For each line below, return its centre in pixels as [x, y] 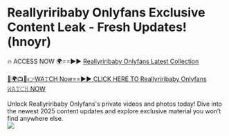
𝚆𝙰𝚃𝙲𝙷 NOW [27, 89]
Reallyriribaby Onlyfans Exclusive [106, 13]
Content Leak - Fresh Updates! [97, 27]
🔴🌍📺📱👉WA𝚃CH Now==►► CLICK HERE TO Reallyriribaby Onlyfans [107, 79]
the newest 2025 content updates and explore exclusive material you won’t [114, 111]
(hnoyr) [29, 42]
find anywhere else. [35, 118]
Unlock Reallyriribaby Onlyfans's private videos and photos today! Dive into [115, 104]
